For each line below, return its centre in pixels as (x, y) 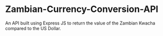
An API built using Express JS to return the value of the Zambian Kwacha (80, 23)
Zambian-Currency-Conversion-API (82, 9)
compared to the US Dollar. (33, 28)
